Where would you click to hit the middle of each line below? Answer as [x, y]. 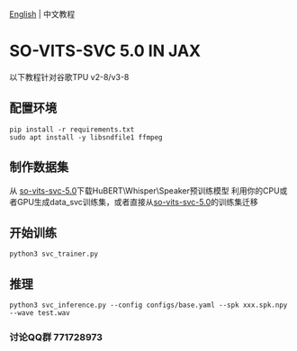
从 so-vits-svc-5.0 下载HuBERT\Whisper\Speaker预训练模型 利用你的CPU [145, 190]
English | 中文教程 [42, 14]
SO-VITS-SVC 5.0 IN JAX [105, 51]
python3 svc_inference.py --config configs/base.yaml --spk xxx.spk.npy [148, 305]
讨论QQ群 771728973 [56, 337]
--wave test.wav [40, 313]
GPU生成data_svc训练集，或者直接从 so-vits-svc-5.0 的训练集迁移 [137, 202]
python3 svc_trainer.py [54, 254]
